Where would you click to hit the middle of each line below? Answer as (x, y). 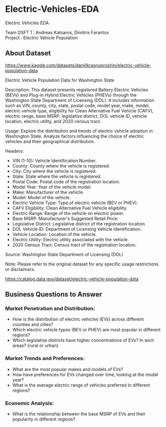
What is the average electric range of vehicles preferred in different (81, 385)
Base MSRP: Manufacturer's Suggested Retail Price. (65, 218)
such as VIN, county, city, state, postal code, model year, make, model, (78, 106)
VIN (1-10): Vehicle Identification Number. (54, 160)
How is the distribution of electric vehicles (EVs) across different (78, 319)
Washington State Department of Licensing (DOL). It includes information (80, 100)
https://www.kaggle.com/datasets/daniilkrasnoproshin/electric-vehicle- (78, 65)
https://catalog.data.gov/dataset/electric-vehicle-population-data (72, 279)
